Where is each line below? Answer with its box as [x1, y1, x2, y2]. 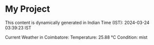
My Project [5, 3, 50, 15]
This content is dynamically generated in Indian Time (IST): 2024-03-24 [5, 20, 150, 25]
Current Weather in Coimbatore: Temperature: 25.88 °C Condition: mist [5, 34, 148, 40]
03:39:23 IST [5, 24, 32, 30]
